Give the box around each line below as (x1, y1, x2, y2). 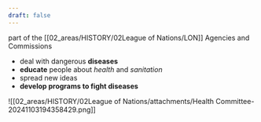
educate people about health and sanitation (19, 64, 163, 74)
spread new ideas (19, 73, 78, 82)
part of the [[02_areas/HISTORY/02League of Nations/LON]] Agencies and (8, 33, 250, 42)
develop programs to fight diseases (19, 81, 139, 91)
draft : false (8, 11, 51, 20)
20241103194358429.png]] (8, 105, 96, 114)
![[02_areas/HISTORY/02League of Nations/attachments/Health (8, 96, 215, 106)
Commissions (8, 41, 53, 51)
